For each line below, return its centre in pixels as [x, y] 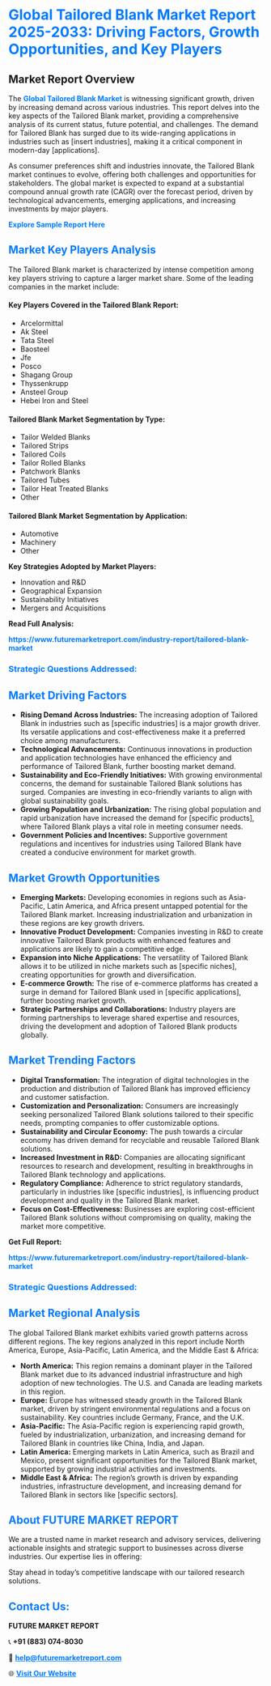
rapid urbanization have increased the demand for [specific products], [137, 818]
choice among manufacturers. [70, 741]
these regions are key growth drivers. [83, 923]
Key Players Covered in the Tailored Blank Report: [94, 305]
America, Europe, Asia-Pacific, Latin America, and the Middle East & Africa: [134, 1350]
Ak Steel [34, 332]
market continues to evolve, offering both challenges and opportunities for [132, 174]
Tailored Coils [43, 454]
